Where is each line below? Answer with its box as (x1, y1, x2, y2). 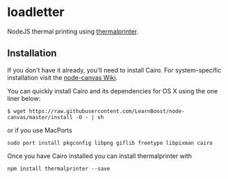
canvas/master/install (7, 114, 73, 120)
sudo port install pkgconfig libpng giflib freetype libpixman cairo (7, 139, 213, 146)
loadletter (7, 4, 65, 20)
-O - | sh (75, 114, 104, 120)
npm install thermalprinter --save (7, 165, 111, 172)
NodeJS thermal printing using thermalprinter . (7, 27, 139, 36)
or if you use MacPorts (7, 126, 73, 134)
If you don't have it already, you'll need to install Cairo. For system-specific (7, 65, 222, 74)
